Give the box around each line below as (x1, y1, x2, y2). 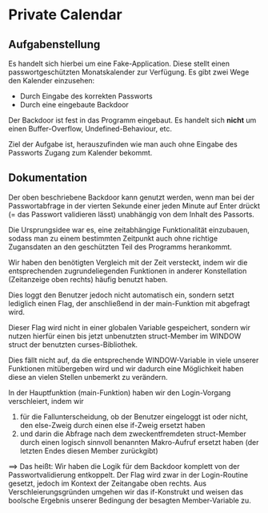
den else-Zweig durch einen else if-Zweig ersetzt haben (19, 420, 206, 430)
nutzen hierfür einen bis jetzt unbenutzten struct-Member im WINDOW (8, 331, 242, 341)
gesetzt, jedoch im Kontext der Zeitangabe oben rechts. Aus (8, 479, 206, 488)
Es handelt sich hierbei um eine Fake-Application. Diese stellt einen (8, 59, 230, 68)
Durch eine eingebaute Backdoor (19, 100, 130, 109)
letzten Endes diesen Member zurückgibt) (19, 446, 158, 455)
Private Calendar (8, 6, 122, 24)
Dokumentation (8, 171, 88, 185)
